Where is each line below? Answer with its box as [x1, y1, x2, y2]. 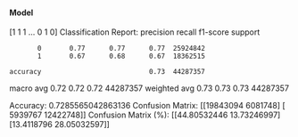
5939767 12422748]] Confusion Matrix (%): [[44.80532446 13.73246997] [9, 109, 281, 120]
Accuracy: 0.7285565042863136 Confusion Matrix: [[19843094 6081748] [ [9, 101, 286, 111]
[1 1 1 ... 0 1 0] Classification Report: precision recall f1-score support [9, 27, 261, 37]
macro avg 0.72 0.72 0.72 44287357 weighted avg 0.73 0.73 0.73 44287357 [9, 83, 290, 93]
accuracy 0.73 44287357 [9, 68, 205, 77]
